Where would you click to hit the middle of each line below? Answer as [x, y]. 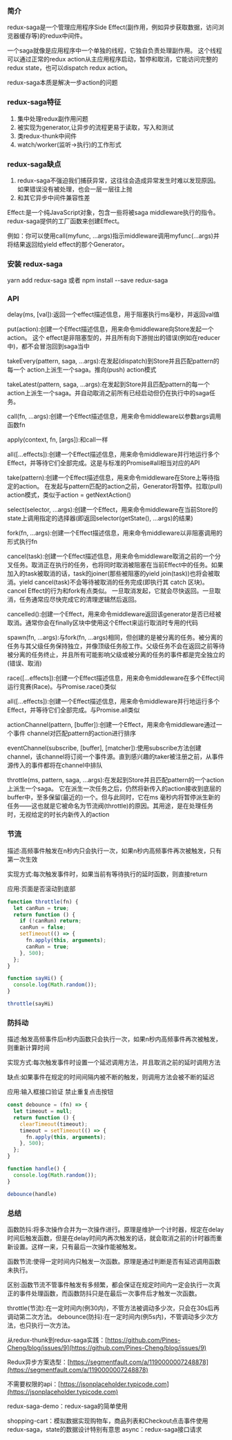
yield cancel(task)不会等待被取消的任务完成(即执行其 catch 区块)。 [114, 582]
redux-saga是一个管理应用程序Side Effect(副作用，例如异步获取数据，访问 [113, 27]
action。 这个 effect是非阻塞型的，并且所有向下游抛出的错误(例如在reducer [114, 338]
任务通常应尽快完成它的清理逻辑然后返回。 [79, 600]
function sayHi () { [35, 978]
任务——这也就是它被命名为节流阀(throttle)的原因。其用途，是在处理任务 [110, 806]
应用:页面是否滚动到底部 [41, 889]
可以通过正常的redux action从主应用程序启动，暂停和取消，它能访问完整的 [113, 59]
